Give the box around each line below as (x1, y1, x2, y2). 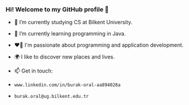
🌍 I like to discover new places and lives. (14, 53, 115, 61)
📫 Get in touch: (14, 67, 53, 74)
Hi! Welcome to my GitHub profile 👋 (5, 5, 109, 14)
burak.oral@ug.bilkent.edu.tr (14, 94, 89, 100)
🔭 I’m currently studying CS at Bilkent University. (14, 19, 133, 26)
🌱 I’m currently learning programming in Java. (14, 30, 126, 37)
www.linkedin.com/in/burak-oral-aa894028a (14, 82, 121, 88)
